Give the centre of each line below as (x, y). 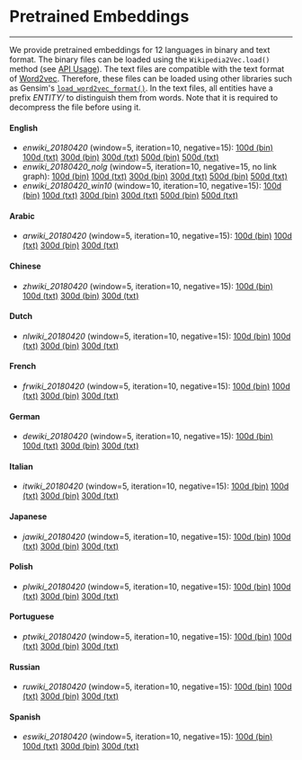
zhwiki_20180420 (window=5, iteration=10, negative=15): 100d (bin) (148, 286)
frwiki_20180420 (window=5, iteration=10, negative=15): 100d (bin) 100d (156, 386)
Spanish (25, 717)
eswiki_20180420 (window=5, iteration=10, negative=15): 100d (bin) (147, 737)
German (25, 416)
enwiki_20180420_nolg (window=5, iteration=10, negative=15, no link (149, 167)
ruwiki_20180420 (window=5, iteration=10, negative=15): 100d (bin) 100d (157, 687)
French (23, 367)
